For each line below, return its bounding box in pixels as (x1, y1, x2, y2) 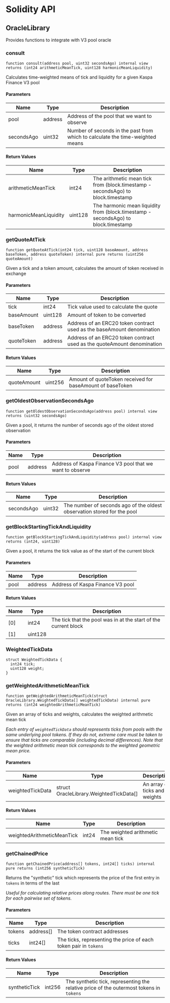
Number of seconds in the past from (67, 127, 153, 134)
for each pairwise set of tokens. (6, 895, 72, 901)
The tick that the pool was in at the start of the (51, 616, 160, 623)
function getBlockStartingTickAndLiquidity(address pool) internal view (6, 535, 162, 540)
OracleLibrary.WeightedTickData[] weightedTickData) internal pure (6, 698, 151, 703)
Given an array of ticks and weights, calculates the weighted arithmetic (6, 711, 153, 717)
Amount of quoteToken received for (69, 376, 153, 383)
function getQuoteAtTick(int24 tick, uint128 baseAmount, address (6, 248, 148, 253)
